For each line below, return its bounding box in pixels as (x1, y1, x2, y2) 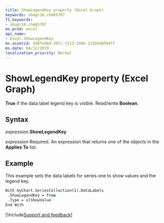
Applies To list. (5, 144, 37, 150)
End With (5, 202, 24, 208)
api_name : (5, 31, 27, 36)
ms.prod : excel (5, 27, 38, 32)
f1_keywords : (5, 17, 33, 22)
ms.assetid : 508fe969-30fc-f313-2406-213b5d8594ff (5, 41, 115, 46)
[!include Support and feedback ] (5, 211, 73, 218)
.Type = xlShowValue (7, 197, 52, 202)
